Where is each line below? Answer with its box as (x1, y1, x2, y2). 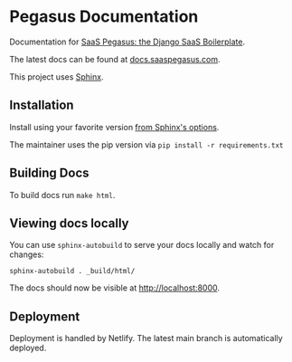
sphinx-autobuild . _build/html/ (9, 267, 136, 276)
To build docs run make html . (9, 189, 116, 200)
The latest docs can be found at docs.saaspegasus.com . (9, 53, 221, 64)
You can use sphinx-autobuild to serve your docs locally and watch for (9, 240, 275, 251)
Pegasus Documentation (9, 6, 199, 27)
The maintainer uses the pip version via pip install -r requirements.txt (9, 138, 284, 150)
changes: (9, 249, 44, 260)
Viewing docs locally (9, 215, 129, 231)
